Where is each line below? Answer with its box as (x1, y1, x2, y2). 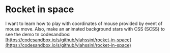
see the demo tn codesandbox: (5, 31, 71, 37)
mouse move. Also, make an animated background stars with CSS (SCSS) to (5, 25, 165, 32)
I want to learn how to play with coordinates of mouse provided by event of (5, 20, 163, 26)
